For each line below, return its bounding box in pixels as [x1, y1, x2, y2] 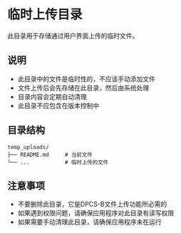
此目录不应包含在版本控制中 [17, 101, 100, 110]
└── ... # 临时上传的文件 [7, 158, 109, 166]
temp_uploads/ [7, 143, 50, 150]
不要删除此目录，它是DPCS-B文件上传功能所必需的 [17, 200, 167, 209]
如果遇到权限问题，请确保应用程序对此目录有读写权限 [17, 209, 175, 217]
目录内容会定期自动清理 [17, 92, 87, 100]
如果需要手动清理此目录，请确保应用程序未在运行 [17, 218, 162, 227]
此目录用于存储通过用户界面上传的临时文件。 [7, 31, 139, 40]
